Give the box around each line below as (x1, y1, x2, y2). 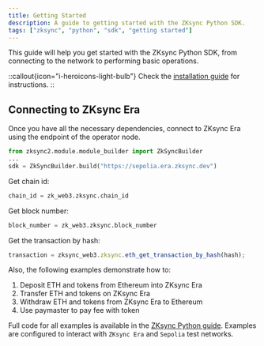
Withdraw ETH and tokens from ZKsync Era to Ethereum (19, 297, 203, 307)
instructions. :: (8, 80, 55, 89)
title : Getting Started (8, 11, 87, 20)
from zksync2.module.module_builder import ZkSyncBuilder (8, 148, 203, 156)
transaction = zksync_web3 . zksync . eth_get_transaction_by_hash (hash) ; (8, 250, 246, 259)
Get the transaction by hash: (8, 235, 100, 245)
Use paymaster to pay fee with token (19, 306, 140, 315)
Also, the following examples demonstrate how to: (8, 265, 172, 275)
